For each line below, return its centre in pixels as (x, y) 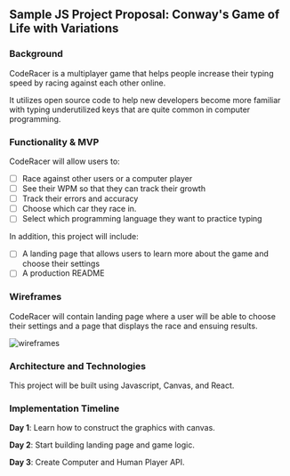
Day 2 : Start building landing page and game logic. (102, 445)
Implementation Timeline (64, 408)
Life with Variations (64, 29)
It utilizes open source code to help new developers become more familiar (145, 100)
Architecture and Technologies (78, 366)
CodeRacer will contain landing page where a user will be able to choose (142, 316)
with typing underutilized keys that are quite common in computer (130, 109)
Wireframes (36, 297)
